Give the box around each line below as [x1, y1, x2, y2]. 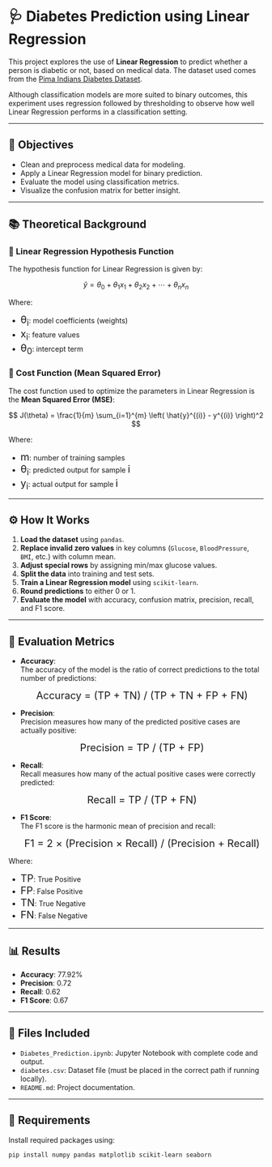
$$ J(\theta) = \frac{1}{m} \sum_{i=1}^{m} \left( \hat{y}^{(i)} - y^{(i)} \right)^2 [8, 410, 264, 420]
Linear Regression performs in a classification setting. [8, 107, 188, 117]
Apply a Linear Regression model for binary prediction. [19, 168, 203, 177]
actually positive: [19, 725, 77, 735]
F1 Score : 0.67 [19, 995, 69, 1005]
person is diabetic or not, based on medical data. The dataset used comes [8, 65, 257, 75]
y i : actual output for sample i [19, 477, 119, 492]
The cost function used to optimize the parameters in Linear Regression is [8, 386, 255, 395]
